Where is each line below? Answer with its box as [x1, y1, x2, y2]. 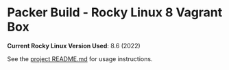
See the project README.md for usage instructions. [7, 54, 153, 63]
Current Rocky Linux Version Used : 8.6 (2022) [7, 41, 141, 50]
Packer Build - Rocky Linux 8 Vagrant [7, 5, 223, 20]
